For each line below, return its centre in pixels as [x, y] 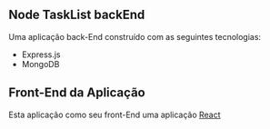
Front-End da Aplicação [77, 93]
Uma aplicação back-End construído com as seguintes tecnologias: [135, 36]
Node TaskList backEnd [77, 15]
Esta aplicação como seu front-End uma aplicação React [115, 114]
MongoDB [40, 64]
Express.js [41, 55]
